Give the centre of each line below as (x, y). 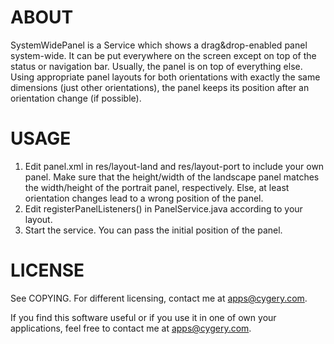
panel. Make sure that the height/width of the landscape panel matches (172, 177)
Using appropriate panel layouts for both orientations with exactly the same (165, 77)
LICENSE (47, 270)
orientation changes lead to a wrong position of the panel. (144, 198)
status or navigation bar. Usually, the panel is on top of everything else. (156, 66)
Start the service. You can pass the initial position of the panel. (153, 230)
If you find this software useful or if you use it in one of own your (143, 317)
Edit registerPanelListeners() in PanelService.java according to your (163, 208)
